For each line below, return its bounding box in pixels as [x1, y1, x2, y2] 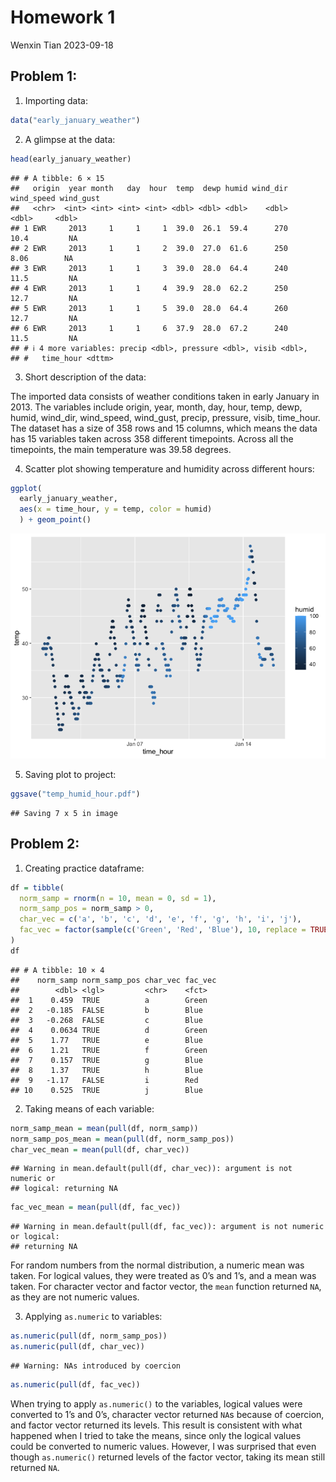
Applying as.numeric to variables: [24, 1311, 163, 1323]
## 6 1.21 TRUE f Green [10, 1045, 208, 1055]
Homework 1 [10, 6, 116, 29]
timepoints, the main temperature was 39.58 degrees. [10, 443, 232, 455]
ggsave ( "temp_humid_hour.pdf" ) [10, 789, 141, 799]
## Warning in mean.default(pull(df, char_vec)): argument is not [10, 1164, 293, 1174]
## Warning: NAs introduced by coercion [10, 1361, 182, 1371]
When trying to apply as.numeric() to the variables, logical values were [10, 1397, 303, 1410]
